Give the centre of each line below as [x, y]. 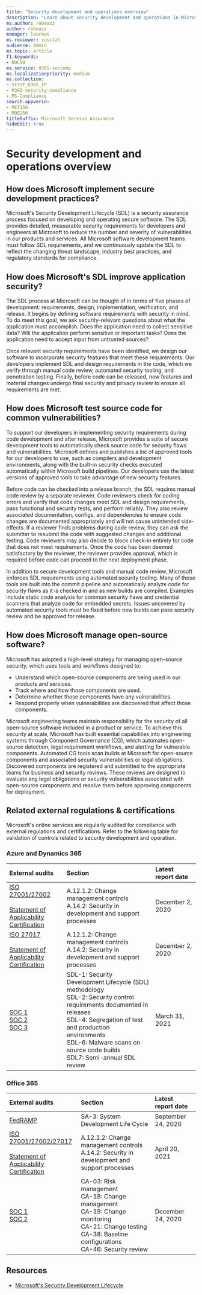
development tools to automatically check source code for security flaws [96, 445]
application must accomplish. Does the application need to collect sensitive [99, 326]
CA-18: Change [103, 1196]
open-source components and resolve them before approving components [99, 785]
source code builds [94, 1050]
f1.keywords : [23, 57]
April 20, [167, 1149]
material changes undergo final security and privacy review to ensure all [96, 383]
